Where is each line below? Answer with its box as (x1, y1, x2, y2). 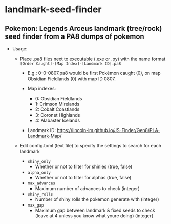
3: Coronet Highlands (35, 112, 80, 118)
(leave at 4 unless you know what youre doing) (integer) (35, 213, 154, 219)
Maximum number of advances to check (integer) (35, 185, 140, 191)
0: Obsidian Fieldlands (35, 96, 82, 101)
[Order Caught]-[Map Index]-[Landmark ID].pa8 (19, 61, 121, 66)
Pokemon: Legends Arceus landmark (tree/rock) (5, 24, 162, 33)
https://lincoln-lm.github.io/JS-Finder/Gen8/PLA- (57, 127, 160, 133)
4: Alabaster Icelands (35, 117, 80, 123)
